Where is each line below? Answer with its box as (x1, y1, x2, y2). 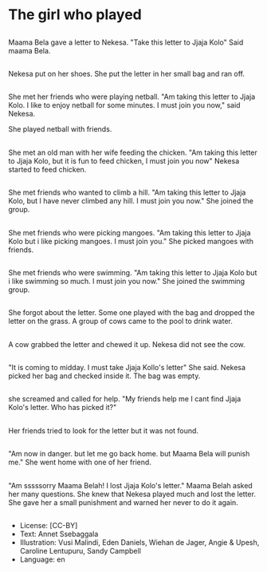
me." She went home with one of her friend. (8, 457, 151, 467)
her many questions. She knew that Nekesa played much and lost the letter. (8, 489, 257, 499)
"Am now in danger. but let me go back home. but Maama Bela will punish (8, 449, 250, 459)
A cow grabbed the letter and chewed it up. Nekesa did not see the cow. (8, 339, 245, 349)
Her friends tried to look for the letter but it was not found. (8, 425, 199, 436)
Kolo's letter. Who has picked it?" (8, 403, 117, 412)
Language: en (19, 554, 65, 564)
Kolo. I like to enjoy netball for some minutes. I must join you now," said (8, 101, 241, 110)
